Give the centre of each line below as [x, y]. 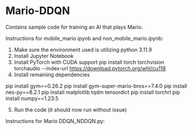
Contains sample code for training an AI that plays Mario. [74, 27]
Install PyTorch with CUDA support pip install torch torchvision [89, 62]
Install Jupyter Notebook [44, 56]
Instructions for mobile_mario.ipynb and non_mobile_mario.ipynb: [84, 38]
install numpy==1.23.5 [32, 98]
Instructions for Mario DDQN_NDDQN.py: [55, 121]
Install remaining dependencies [52, 74]
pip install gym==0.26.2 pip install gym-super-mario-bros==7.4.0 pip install [96, 85]
